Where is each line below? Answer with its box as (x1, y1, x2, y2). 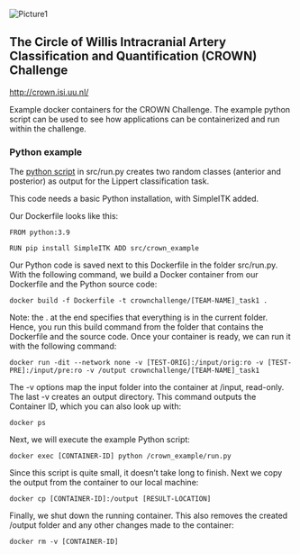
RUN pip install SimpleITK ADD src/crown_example (9, 244, 200, 253)
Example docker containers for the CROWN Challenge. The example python (9, 104, 291, 114)
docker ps (9, 419, 47, 428)
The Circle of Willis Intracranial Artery (9, 34, 227, 50)
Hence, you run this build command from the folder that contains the (9, 322, 264, 332)
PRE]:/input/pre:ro (9, 366, 83, 376)
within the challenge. (9, 123, 87, 134)
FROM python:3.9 (9, 228, 70, 238)
